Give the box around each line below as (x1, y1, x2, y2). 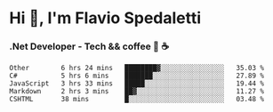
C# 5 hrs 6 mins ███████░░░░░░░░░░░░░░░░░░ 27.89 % (9, 71, 265, 81)
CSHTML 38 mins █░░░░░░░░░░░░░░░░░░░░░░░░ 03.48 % (9, 95, 265, 104)
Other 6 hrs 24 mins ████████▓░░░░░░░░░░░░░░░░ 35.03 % (9, 64, 265, 73)
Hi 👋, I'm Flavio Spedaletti (9, 8, 202, 28)
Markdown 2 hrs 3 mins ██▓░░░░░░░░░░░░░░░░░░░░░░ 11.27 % (9, 87, 265, 96)
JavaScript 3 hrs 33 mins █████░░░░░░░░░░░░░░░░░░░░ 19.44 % (9, 79, 265, 88)
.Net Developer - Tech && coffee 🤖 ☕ (9, 40, 170, 52)
